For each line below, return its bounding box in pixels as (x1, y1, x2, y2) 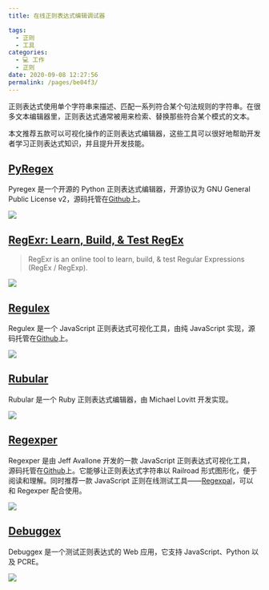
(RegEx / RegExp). (27, 263, 88, 273)
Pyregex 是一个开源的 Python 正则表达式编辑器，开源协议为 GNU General (8, 184, 251, 194)
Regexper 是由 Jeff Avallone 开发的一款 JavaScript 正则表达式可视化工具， (8, 455, 255, 465)
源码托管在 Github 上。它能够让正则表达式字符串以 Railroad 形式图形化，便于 (8, 466, 258, 475)
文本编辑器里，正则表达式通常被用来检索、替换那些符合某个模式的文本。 (14, 111, 254, 121)
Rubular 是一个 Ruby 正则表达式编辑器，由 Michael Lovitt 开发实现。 (8, 394, 233, 404)
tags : (8, 26, 26, 34)
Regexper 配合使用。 (17, 486, 86, 495)
